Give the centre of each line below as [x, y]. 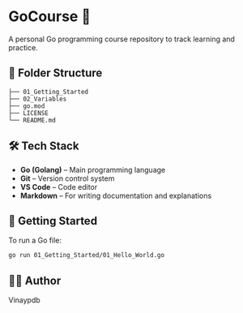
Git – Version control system [67, 178]
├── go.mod [27, 106]
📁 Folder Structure [55, 73]
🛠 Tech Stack [44, 146]
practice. [23, 47]
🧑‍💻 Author [35, 280]
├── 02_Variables [38, 99]
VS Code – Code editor [59, 187]
